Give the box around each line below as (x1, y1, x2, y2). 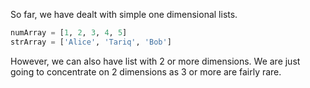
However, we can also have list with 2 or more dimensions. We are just (10, 55, 301, 67)
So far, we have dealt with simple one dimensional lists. (10, 9, 238, 20)
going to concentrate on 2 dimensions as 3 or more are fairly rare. (10, 65, 282, 78)
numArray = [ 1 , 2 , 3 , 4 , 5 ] (10, 28, 128, 38)
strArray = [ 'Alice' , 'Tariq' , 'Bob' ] (10, 37, 172, 47)
